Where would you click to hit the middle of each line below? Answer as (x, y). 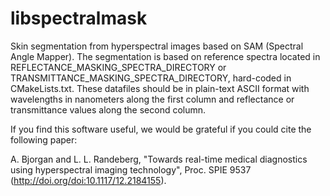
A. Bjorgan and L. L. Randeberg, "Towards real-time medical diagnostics (159, 159)
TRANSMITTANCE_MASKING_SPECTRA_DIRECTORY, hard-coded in (151, 78)
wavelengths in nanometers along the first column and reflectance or (152, 99)
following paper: (44, 139)
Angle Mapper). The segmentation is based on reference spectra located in (165, 56)
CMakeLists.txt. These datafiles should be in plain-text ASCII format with (160, 88)
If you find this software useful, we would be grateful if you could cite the (161, 129)
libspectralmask (79, 18)
